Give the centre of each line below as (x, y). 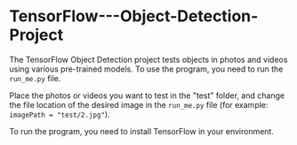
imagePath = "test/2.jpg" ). (60, 114)
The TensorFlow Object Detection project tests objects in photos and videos (148, 59)
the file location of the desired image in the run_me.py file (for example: (139, 104)
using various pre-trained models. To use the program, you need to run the (146, 69)
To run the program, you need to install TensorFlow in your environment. (141, 131)
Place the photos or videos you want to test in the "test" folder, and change (147, 95)
